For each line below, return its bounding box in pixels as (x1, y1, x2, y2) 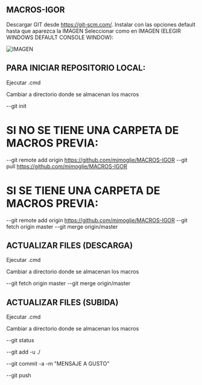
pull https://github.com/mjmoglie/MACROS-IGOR (6, 162, 128, 170)
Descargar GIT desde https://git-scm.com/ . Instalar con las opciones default (6, 21, 196, 28)
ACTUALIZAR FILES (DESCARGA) (6, 240, 133, 250)
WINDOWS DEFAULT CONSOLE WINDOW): (6, 33, 113, 41)
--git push (6, 372, 31, 379)
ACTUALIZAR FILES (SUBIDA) (6, 297, 119, 307)
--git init (6, 102, 27, 109)
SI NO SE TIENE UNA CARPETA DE (6, 123, 179, 137)
